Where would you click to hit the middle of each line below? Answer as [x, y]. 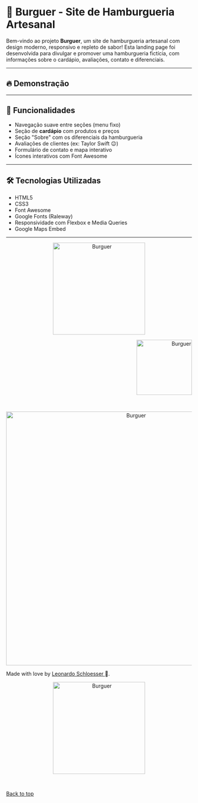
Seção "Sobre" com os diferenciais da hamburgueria [79, 137]
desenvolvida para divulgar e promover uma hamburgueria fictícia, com [93, 53]
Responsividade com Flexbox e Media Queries [71, 223]
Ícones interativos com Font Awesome [61, 156]
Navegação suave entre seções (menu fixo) [67, 125]
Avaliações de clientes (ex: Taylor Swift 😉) [67, 143]
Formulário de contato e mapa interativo [63, 150]
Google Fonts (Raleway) [44, 217]
